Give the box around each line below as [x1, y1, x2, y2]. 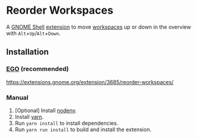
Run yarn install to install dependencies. [14, 119, 118, 126]
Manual [6, 93, 29, 101]
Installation [6, 47, 49, 57]
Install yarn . [14, 113, 44, 120]
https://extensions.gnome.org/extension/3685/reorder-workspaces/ [6, 78, 174, 85]
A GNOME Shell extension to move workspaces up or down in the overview [6, 23, 191, 30]
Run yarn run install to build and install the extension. [14, 126, 152, 133]
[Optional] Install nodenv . [14, 107, 77, 114]
